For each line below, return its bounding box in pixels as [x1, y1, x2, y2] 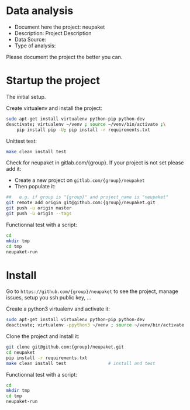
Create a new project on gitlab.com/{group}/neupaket [14, 177, 145, 184]
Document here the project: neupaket [14, 23, 105, 30]
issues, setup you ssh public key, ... [6, 294, 92, 301]
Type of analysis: [14, 42, 56, 49]
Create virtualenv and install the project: [6, 104, 102, 112]
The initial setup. [6, 93, 46, 100]
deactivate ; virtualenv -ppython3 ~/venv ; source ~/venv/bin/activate [6, 322, 184, 328]
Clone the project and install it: [6, 333, 80, 340]
